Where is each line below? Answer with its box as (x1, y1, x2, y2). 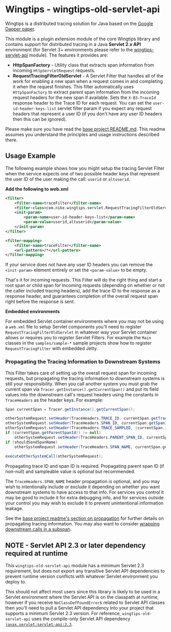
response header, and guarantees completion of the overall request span (5, 293, 158, 299)
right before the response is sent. (5, 298, 75, 305)
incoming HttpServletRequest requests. (12, 67, 96, 73)
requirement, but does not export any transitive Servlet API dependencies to (5, 568, 165, 574)
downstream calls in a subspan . (5, 526, 72, 533)
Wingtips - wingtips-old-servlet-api (5, 4, 160, 15)
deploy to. (5, 579, 26, 585)
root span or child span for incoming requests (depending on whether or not (5, 282, 165, 289)
